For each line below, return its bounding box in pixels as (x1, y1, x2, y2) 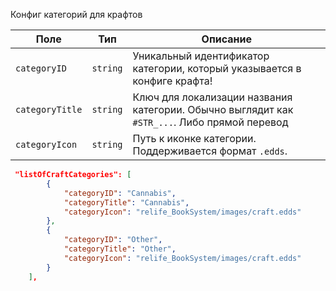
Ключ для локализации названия (132, 90, 293, 104)
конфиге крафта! (132, 74, 213, 88)
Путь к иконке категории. (132, 132, 257, 145)
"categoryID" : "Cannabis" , (63, 188, 177, 198)
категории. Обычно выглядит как (132, 103, 294, 116)
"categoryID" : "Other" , (63, 235, 163, 245)
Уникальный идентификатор (132, 49, 270, 63)
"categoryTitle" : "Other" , (63, 244, 177, 254)
